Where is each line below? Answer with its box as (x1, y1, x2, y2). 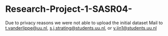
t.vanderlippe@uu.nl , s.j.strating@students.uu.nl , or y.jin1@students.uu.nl (5, 25, 157, 31)
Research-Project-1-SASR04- (5, 3, 133, 15)
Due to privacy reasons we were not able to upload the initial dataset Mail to (5, 20, 163, 26)
